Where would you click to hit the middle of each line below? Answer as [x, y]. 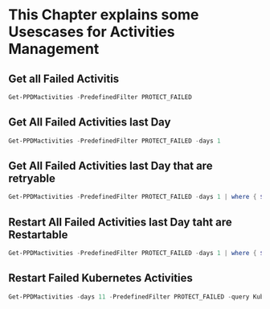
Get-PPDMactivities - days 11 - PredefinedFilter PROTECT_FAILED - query [129, 297]
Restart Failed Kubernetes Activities [100, 278]
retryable [32, 178]
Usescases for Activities [92, 32]
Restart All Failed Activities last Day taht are [120, 222]
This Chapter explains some [104, 15]
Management [54, 49]
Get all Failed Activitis [64, 78]
